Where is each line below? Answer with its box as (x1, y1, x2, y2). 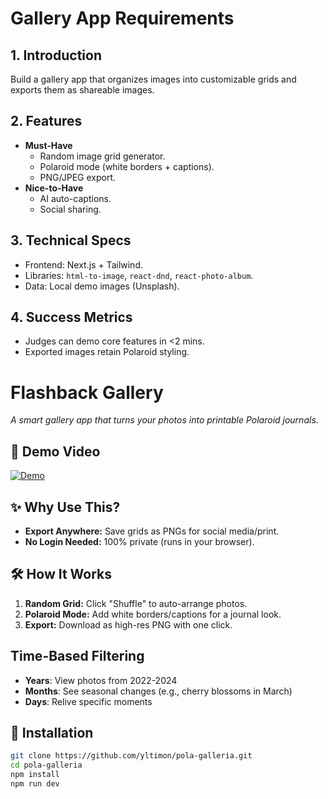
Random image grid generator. (39, 150, 166, 162)
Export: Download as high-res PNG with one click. (24, 618, 233, 631)
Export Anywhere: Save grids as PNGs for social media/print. (24, 525, 280, 537)
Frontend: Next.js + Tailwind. (24, 258, 143, 271)
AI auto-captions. (39, 192, 112, 204)
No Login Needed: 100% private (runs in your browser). (24, 536, 255, 547)
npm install (10, 770, 60, 780)
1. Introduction (10, 47, 102, 64)
